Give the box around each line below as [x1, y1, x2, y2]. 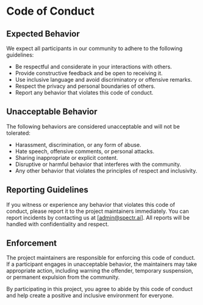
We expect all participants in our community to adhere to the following [6, 45, 183, 52]
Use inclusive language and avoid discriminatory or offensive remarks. [15, 76, 192, 83]
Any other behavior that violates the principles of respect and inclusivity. [15, 167, 198, 174]
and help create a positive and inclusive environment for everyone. [6, 292, 174, 300]
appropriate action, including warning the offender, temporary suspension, [6, 267, 194, 274]
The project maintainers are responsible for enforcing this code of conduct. [6, 254, 196, 262]
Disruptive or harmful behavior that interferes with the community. [15, 160, 182, 168]
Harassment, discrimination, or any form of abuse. [15, 141, 141, 148]
